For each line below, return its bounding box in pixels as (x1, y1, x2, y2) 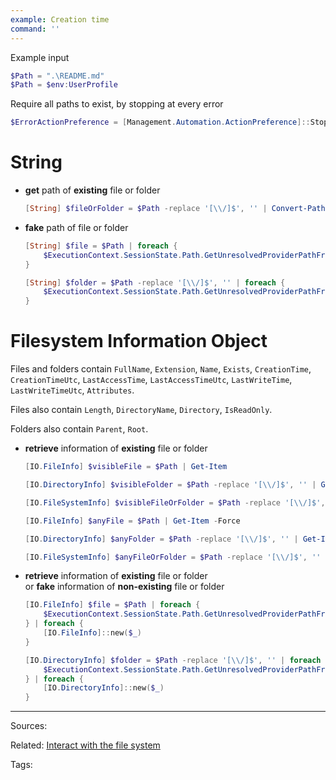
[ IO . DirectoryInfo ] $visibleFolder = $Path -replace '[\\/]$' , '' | (24, 480, 317, 490)
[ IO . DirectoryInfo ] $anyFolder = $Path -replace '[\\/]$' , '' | (24, 534, 299, 544)
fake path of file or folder (24, 221, 129, 233)
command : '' (10, 24, 60, 34)
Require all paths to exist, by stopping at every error (10, 98, 224, 110)
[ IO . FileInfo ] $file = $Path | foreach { (24, 600, 201, 610)
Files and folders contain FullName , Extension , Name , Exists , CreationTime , (10, 363, 312, 375)
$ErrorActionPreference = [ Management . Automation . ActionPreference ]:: (10, 117, 311, 128)
